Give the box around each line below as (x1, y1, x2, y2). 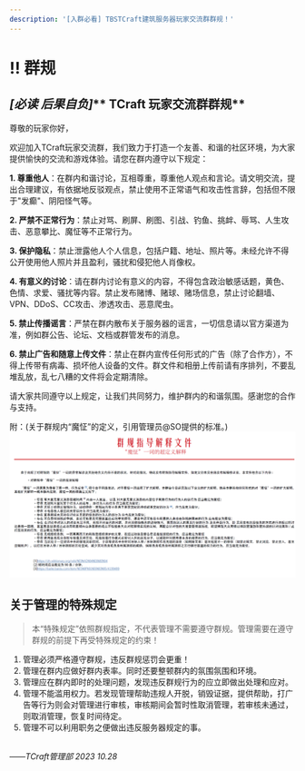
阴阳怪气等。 (48, 195, 97, 206)
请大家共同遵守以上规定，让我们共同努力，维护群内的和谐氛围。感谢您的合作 (9, 390, 296, 401)
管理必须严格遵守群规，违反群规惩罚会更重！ (22, 654, 191, 665)
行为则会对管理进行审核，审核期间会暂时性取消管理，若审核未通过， (38, 699, 293, 710)
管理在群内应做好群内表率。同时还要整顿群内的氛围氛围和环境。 (22, 665, 261, 676)
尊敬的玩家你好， (9, 123, 74, 133)
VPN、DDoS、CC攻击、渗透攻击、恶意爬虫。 (9, 298, 179, 309)
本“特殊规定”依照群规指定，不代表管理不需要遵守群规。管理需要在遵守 (31, 623, 294, 634)
